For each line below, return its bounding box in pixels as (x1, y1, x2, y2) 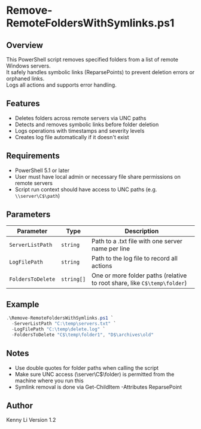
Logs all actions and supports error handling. (6, 81, 117, 88)
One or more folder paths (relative (92, 271, 187, 280)
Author (6, 400, 33, 410)
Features (6, 99, 40, 109)
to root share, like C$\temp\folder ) (92, 279, 187, 287)
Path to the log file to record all (92, 255, 178, 263)
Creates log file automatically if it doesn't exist (14, 133, 130, 140)
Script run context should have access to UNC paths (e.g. (14, 186, 157, 193)
